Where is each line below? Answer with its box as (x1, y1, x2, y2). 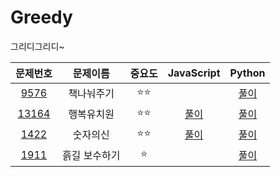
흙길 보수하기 (61, 149, 121, 163)
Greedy (10, 6, 73, 29)
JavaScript (167, 66, 221, 80)
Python (229, 66, 266, 80)
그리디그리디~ (10, 40, 65, 52)
